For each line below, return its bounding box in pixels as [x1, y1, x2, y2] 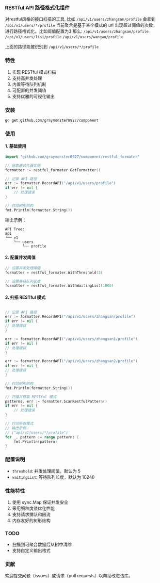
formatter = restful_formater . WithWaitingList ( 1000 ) [5, 283, 114, 288]
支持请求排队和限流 [12, 511, 51, 517]
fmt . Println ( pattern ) [14, 439, 57, 444]
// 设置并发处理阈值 [5, 265, 41, 270]
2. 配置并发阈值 [5, 255, 36, 260]
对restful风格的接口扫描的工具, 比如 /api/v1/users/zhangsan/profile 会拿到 [5, 16, 156, 22]
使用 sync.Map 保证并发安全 [12, 499, 69, 505]
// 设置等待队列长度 [5, 279, 41, 284]
